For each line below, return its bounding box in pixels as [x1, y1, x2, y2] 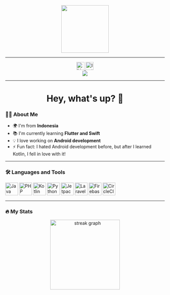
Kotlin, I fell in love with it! [12, 151, 66, 157]
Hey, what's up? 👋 [46, 93, 124, 105]
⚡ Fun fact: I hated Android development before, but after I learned [12, 144, 152, 150]
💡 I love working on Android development [12, 138, 101, 144]
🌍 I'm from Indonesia [12, 123, 59, 129]
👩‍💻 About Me [5, 111, 38, 118]
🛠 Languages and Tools [5, 169, 66, 176]
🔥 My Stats [5, 208, 33, 215]
